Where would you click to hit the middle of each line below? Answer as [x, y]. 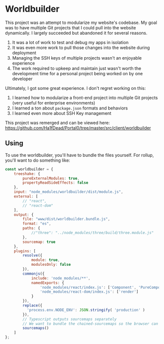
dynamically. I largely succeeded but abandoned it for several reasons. [76, 33]
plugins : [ [25, 251]
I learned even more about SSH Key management [61, 113]
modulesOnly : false [51, 265]
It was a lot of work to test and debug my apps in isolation [70, 42]
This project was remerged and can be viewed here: [57, 123]
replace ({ [32, 305]
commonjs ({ [34, 274]
